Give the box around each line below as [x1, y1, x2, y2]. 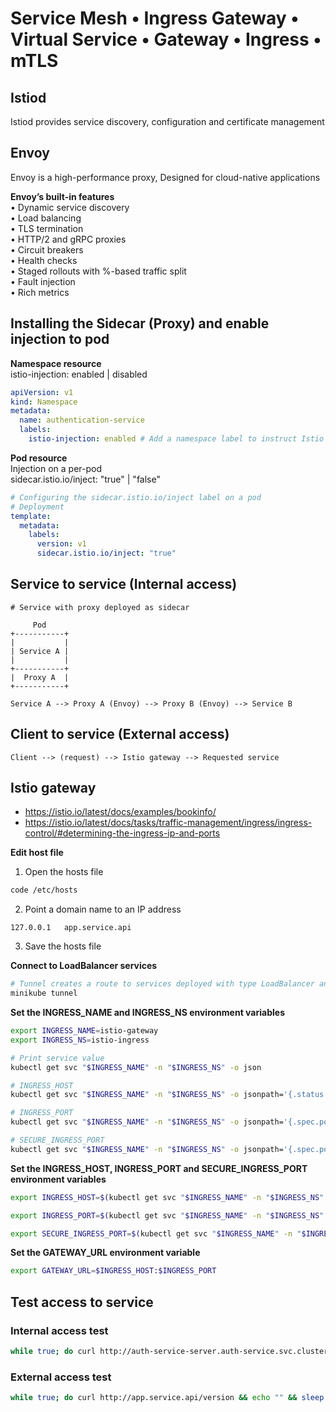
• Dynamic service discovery [10, 201, 130, 213]
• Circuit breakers [10, 243, 84, 256]
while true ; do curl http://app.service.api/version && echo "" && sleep [10, 1393, 325, 1403]
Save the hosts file [24, 940, 102, 952]
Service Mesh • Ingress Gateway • [10, 7, 300, 30]
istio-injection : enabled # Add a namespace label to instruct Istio [28, 434, 325, 444]
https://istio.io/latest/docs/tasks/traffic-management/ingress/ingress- [24, 817, 313, 829]
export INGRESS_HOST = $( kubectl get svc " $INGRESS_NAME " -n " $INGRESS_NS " [10, 1192, 325, 1202]
